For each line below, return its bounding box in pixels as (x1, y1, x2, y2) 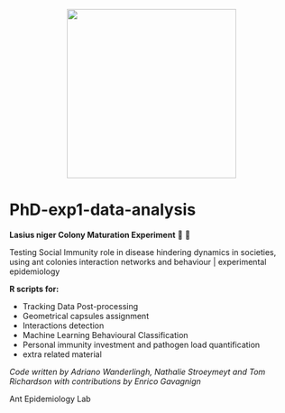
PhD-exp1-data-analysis (9, 199, 197, 220)
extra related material (22, 348, 102, 360)
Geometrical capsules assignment (22, 310, 150, 321)
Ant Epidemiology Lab (9, 393, 92, 404)
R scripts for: (9, 283, 60, 294)
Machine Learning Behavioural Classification (22, 329, 188, 340)
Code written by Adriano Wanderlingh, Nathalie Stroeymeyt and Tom (9, 366, 266, 377)
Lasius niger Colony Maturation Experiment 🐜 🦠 (9, 229, 191, 240)
